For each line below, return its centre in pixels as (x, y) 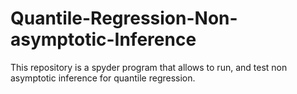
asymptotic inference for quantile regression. (103, 78)
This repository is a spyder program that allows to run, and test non (149, 67)
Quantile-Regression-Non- (124, 18)
